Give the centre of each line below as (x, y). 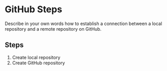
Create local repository (36, 57)
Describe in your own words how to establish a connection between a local (83, 23)
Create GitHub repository (38, 63)
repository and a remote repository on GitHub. (53, 29)
